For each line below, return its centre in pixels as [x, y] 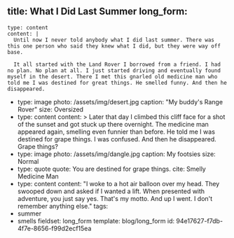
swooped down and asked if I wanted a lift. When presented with [111, 191]
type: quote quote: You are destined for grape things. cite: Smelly [112, 169]
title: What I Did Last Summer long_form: [97, 12]
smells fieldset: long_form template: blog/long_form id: [96, 220]
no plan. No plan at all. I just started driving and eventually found [114, 70]
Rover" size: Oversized [50, 109]
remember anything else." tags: [63, 206]
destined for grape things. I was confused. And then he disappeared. [117, 139]
